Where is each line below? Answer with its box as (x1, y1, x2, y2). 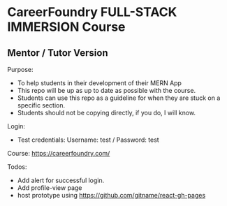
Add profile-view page (17, 184, 82, 192)
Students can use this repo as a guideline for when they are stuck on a (17, 94, 221, 102)
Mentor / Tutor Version (7, 47, 108, 59)
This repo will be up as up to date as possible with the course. (17, 87, 196, 94)
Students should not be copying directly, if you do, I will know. (17, 109, 196, 117)
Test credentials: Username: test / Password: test (17, 135, 159, 144)
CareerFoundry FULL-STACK (7, 4, 177, 20)
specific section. (17, 101, 66, 109)
